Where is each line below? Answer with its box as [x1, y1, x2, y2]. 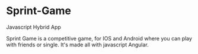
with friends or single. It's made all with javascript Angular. [6, 41, 149, 48]
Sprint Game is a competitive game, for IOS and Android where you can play [6, 35, 193, 42]
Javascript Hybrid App [6, 23, 61, 31]
